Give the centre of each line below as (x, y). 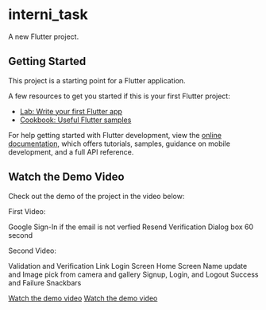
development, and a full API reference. (71, 151)
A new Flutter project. (44, 36)
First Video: (27, 211)
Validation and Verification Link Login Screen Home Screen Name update (128, 266)
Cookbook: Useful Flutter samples (75, 120)
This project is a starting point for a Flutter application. (97, 80)
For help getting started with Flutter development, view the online (115, 135)
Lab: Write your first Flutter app (71, 111)
